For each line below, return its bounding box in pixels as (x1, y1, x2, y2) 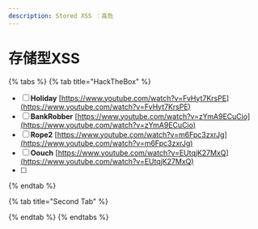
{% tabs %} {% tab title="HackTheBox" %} (8, 76, 151, 86)
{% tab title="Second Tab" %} (8, 196, 109, 206)
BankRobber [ (30, 111, 78, 121)
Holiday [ (30, 93, 62, 103)
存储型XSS (8, 49, 80, 67)
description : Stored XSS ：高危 (8, 11, 114, 20)
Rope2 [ (30, 129, 58, 139)
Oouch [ (30, 147, 58, 158)
